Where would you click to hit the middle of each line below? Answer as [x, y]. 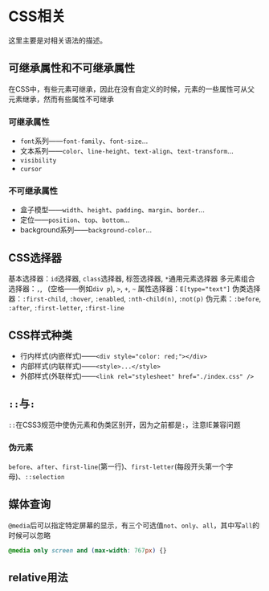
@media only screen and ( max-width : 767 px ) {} [88, 550]
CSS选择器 [35, 258]
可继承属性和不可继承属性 [71, 68]
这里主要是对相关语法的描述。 [57, 40]
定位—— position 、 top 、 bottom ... [75, 220]
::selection [45, 478]
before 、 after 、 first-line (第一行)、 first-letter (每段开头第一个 [117, 466]
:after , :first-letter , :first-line [66, 308]
